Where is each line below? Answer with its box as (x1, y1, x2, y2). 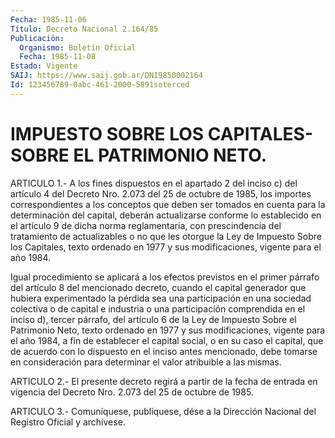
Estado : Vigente (10, 61, 78, 71)
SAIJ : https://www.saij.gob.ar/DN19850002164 (10, 71, 203, 81)
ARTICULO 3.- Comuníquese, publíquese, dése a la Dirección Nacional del (10, 405, 317, 417)
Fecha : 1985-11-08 (19, 52, 97, 62)
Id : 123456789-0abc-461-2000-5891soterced (10, 80, 190, 90)
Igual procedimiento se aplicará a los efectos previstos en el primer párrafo (10, 271, 320, 283)
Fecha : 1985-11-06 (10, 14, 87, 25)
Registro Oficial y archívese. (10, 416, 126, 428)
